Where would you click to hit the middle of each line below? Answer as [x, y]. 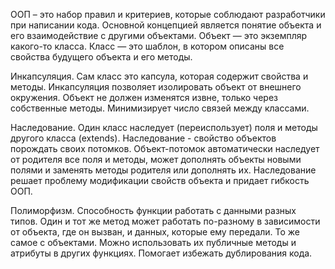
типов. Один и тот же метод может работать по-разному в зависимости [165, 221]
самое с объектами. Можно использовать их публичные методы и [153, 242]
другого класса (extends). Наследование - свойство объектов [143, 138]
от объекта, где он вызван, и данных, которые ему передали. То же [155, 232]
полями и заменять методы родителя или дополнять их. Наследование [163, 170]
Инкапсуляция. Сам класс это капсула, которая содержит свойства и [159, 76]
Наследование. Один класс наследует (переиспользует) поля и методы [164, 127]
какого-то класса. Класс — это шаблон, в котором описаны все [147, 46]
